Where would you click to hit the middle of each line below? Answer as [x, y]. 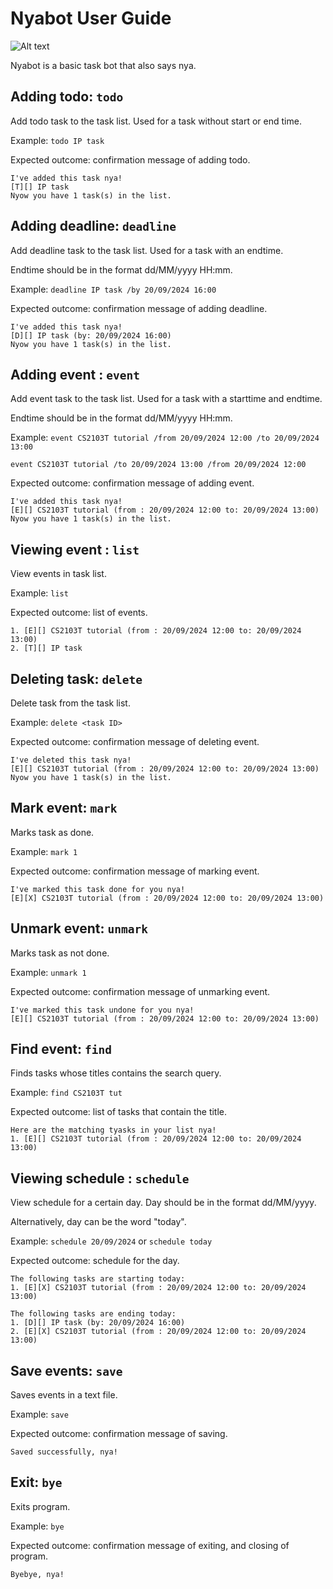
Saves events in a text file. [64, 1395]
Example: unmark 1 [48, 972]
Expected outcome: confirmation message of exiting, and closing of [150, 1545]
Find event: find [61, 1049]
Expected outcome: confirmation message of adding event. [132, 483]
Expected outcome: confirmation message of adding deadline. [139, 308]
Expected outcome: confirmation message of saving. [119, 1434]
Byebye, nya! [37, 1574]
